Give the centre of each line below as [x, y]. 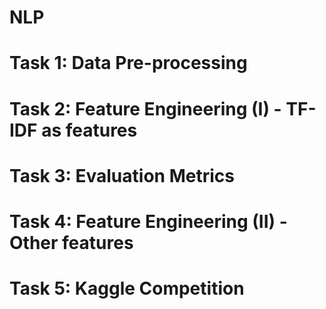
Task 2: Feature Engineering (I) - [145, 108]
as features [89, 130]
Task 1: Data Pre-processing [128, 63]
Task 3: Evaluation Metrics [122, 175]
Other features [71, 242]
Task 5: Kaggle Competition [127, 288]
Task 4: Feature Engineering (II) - [148, 221]
